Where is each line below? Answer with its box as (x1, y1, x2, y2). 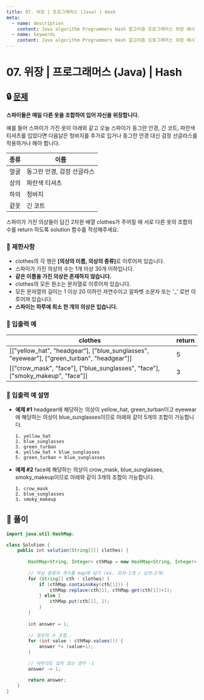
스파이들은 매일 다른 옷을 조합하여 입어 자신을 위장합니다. (6, 111, 140, 119)
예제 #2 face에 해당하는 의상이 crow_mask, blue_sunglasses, (15, 466, 164, 473)
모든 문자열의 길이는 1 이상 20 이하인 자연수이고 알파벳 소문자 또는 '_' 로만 (15, 288, 190, 295)
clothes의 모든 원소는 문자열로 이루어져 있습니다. (15, 281, 131, 288)
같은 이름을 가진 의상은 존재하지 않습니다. (15, 273, 112, 280)
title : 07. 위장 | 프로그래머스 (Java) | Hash (6, 9, 116, 15)
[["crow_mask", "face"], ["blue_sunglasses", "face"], (9, 363, 160, 372)
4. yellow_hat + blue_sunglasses (15, 449, 100, 455)
